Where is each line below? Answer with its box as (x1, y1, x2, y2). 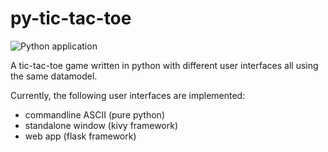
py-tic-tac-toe (10, 7, 132, 30)
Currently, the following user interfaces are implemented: (10, 89, 246, 101)
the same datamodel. (10, 70, 98, 82)
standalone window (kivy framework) (24, 119, 179, 131)
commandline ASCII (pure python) (24, 108, 165, 121)
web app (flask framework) (24, 130, 137, 142)
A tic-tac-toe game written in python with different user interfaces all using (10, 59, 319, 71)
